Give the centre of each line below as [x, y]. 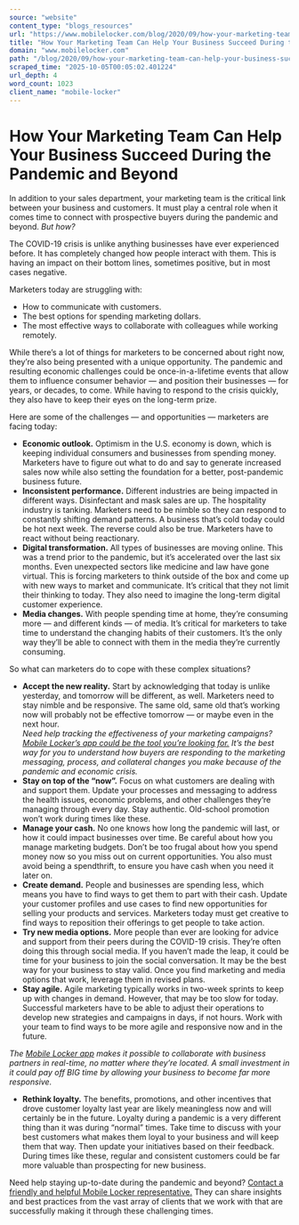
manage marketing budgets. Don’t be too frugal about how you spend [150, 848]
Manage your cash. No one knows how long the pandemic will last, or [151, 828]
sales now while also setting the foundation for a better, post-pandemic [153, 472]
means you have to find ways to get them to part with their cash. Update [154, 895]
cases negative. [38, 272]
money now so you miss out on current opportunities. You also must [147, 856]
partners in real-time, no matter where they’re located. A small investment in [149, 1063]
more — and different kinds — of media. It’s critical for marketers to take [154, 623]
